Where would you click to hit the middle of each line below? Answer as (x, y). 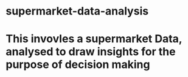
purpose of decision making (78, 65)
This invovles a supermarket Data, (94, 39)
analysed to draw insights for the (91, 52)
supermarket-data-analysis (77, 11)
